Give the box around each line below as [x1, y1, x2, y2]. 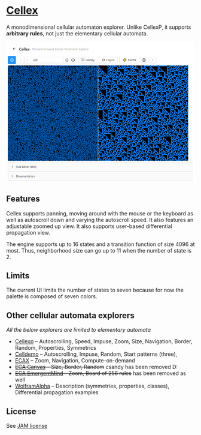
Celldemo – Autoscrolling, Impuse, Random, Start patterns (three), [14, 350, 178, 358]
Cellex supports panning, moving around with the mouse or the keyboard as [6, 209, 193, 217]
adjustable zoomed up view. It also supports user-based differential [6, 223, 172, 230]
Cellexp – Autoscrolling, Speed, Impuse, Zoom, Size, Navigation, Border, [14, 338, 193, 345]
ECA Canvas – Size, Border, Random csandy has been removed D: [14, 364, 178, 371]
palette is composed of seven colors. [6, 293, 98, 300]
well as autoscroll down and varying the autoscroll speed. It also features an [6, 216, 194, 223]
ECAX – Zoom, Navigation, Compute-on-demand [14, 357, 136, 364]
